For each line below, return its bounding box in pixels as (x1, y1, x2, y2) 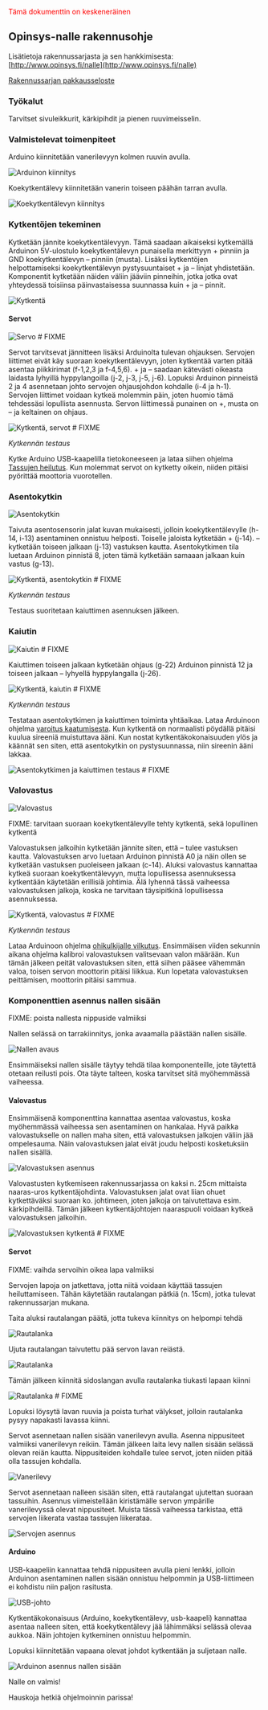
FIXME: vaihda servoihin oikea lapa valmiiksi (8, 1265, 155, 1274)
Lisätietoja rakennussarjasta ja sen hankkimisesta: (8, 51, 174, 61)
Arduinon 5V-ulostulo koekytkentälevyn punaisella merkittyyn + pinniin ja (8, 245, 250, 256)
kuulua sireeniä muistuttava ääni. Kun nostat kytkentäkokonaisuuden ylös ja (8, 732, 258, 742)
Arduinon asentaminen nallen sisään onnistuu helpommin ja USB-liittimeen (8, 1573, 254, 1583)
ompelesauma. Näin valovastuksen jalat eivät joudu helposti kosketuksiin (8, 1139, 249, 1149)
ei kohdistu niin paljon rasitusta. (8, 1581, 113, 1591)
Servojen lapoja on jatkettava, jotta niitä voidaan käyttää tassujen (8, 1280, 223, 1290)
